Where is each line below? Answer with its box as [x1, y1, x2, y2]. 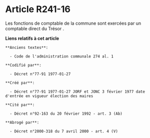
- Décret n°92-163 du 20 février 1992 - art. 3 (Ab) [10, 111, 123, 116]
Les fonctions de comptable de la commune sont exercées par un [5, 20, 141, 26]
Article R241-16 [5, 4, 70, 15]
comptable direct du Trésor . [5, 25, 64, 31]
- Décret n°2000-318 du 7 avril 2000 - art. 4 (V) [10, 128, 118, 134]
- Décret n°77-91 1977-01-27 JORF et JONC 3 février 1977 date [10, 89, 145, 94]
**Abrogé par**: [5, 120, 39, 125]
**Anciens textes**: [5, 45, 49, 50]
